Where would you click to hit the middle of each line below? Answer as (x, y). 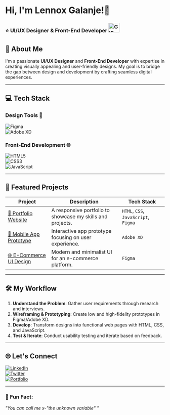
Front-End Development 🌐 (38, 145)
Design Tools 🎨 (24, 115)
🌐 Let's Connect (31, 356)
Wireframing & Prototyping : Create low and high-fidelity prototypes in (86, 314)
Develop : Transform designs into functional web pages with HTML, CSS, (88, 325)
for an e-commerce (75, 258)
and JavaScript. (29, 330)
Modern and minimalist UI (82, 252)
